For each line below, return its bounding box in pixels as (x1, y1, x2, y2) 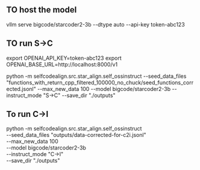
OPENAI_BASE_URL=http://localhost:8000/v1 (6, 60, 118, 68)
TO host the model (6, 5, 77, 15)
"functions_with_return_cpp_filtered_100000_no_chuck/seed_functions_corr (6, 78, 194, 86)
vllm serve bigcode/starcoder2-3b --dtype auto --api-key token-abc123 (6, 20, 185, 28)
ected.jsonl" (6, 85, 36, 92)
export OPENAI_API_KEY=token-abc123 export (6, 54, 122, 61)
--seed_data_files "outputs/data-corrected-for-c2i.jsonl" (6, 131, 146, 139)
